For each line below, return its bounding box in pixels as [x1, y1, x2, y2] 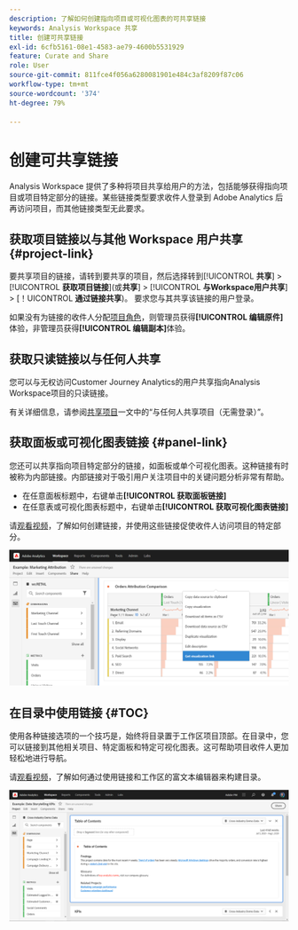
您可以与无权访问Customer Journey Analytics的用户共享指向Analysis [9, 376, 261, 387]
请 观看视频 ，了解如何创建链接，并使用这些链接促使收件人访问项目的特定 [9, 520, 273, 531]
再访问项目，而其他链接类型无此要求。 [9, 203, 149, 214]
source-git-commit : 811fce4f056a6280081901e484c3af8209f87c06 [9, 71, 244, 80]
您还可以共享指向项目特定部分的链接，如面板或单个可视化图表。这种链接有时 [9, 460, 289, 470]
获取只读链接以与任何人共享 [9, 351, 161, 366]
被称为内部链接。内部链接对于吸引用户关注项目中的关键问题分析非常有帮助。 [9, 471, 289, 482]
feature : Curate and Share [9, 51, 109, 61]
